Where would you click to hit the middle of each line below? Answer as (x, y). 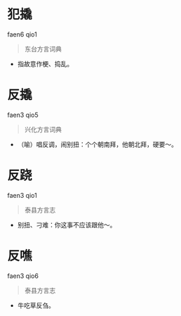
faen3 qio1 (22, 195)
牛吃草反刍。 (36, 305)
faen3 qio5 (23, 115)
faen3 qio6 (23, 276)
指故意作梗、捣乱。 (45, 63)
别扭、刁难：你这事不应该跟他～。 (67, 225)
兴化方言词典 (43, 129)
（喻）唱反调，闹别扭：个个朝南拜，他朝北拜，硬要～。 (97, 144)
